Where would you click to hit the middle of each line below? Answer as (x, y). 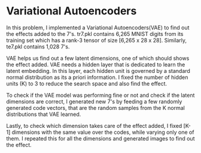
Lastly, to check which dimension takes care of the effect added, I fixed (94, 126)
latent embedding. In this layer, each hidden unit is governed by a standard (98, 71)
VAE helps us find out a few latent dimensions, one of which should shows (98, 58)
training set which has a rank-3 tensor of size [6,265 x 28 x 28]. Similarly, (97, 40)
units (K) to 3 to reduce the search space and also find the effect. (87, 83)
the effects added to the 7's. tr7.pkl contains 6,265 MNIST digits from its (95, 33)
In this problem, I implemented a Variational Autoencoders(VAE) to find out (98, 27)
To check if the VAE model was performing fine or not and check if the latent (100, 95)
